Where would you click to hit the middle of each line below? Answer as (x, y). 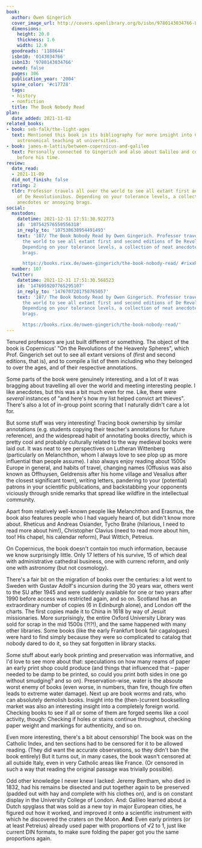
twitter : (23, 275)
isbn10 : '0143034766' (39, 57)
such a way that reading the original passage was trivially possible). (90, 769)
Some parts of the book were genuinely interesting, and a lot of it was (93, 379)
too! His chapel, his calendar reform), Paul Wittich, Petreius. (80, 537)
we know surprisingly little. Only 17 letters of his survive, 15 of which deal (97, 555)
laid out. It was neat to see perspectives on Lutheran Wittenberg (86, 448)
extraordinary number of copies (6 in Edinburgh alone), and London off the (99, 605)
